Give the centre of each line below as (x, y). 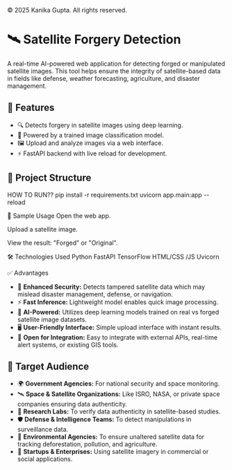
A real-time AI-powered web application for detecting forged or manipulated (116, 63)
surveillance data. (43, 430)
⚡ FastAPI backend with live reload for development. (92, 153)
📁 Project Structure (49, 178)
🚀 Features (31, 108)
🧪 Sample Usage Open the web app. (59, 215)
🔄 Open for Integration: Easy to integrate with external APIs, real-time (117, 337)
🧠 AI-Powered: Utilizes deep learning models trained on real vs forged (118, 312)
